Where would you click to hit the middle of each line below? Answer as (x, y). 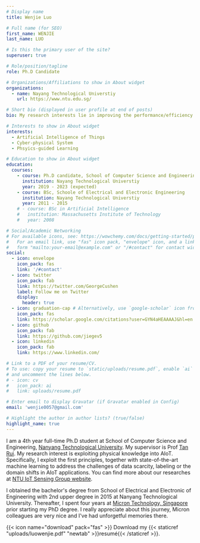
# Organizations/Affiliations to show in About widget (76, 82)
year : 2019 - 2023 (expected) (59, 187)
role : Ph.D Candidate (33, 72)
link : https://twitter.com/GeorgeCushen (68, 286)
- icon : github (30, 325)
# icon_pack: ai (29, 386)
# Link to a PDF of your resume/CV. (51, 364)
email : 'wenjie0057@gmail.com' (45, 408)
